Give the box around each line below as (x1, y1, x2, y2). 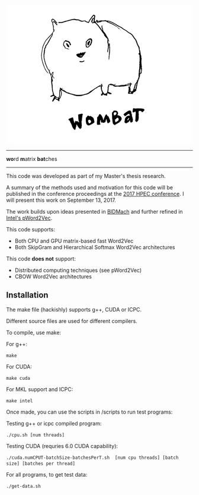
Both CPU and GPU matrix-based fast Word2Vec (14, 237, 134, 245)
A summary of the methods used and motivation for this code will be (6, 184, 174, 191)
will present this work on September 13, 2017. (6, 196, 117, 204)
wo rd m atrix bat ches (6, 156, 57, 162)
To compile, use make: (6, 329, 61, 336)
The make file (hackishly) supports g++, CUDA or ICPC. (6, 306, 142, 313)
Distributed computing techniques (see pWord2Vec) (14, 266, 142, 274)
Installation (6, 290, 49, 300)
